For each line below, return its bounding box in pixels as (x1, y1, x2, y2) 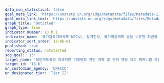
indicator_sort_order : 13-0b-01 (5, 39, 71, 44)
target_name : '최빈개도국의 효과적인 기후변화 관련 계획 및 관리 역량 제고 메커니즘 (5, 57, 152, 62)
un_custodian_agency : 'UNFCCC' (5, 66, 69, 71)
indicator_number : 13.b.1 (5, 30, 58, 35)
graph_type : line (5, 25, 41, 30)
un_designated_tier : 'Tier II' (5, 71, 69, 76)
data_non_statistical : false (5, 7, 64, 12)
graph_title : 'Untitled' (5, 21, 56, 26)
